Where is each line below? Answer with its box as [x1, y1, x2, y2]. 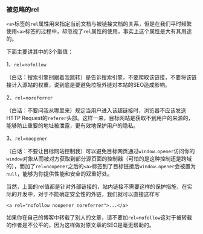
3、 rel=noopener [6, 134, 48, 142]
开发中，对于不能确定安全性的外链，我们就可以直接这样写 [16, 191, 160, 198]
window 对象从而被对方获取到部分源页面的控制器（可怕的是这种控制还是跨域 [6, 155, 192, 162]
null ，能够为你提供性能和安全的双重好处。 [6, 170, 113, 177]
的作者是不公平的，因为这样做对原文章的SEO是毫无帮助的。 [6, 221, 155, 229]
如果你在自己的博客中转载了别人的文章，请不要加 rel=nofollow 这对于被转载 [6, 214, 192, 221]
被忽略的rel [6, 5, 39, 13]
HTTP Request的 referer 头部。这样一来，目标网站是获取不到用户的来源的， [6, 115, 194, 122]
